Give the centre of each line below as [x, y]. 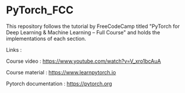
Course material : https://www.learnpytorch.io [61, 72]
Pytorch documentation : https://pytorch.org [59, 83]
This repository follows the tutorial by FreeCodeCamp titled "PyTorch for [93, 26]
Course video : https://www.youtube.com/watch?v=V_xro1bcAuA [84, 61]
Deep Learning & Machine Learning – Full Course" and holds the [83, 32]
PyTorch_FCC [40, 10]
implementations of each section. [46, 38]
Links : [14, 49]
